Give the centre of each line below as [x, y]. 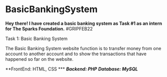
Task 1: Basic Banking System [37, 38]
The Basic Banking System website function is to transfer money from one [83, 48]
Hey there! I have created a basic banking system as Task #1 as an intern [84, 23]
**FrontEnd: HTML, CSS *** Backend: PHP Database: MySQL [71, 69]
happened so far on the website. [40, 59]
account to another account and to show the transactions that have [76, 54]
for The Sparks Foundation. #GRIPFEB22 [49, 28]
